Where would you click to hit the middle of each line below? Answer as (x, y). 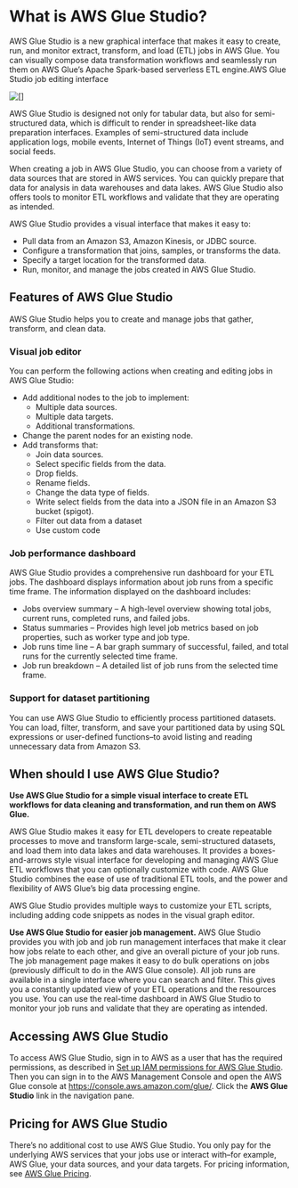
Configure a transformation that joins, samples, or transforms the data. (151, 250)
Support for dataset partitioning (80, 699)
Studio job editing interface (59, 78)
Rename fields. (63, 483)
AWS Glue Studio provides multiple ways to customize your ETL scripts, (141, 905)
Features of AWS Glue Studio (91, 297)
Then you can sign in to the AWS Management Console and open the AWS (145, 1077)
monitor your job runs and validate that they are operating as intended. (139, 1008)
